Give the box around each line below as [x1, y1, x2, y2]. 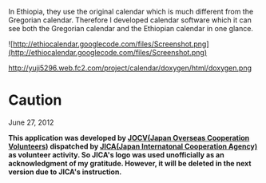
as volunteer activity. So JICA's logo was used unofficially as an [8, 149, 225, 159]
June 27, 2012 [8, 117, 54, 127]
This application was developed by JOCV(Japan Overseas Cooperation [8, 133, 250, 142]
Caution [8, 91, 62, 109]
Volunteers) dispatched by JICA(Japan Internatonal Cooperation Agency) [8, 141, 258, 151]
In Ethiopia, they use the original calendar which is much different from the [8, 7, 254, 16]
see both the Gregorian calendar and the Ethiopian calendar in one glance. [8, 24, 254, 33]
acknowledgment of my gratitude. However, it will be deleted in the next [8, 158, 252, 168]
